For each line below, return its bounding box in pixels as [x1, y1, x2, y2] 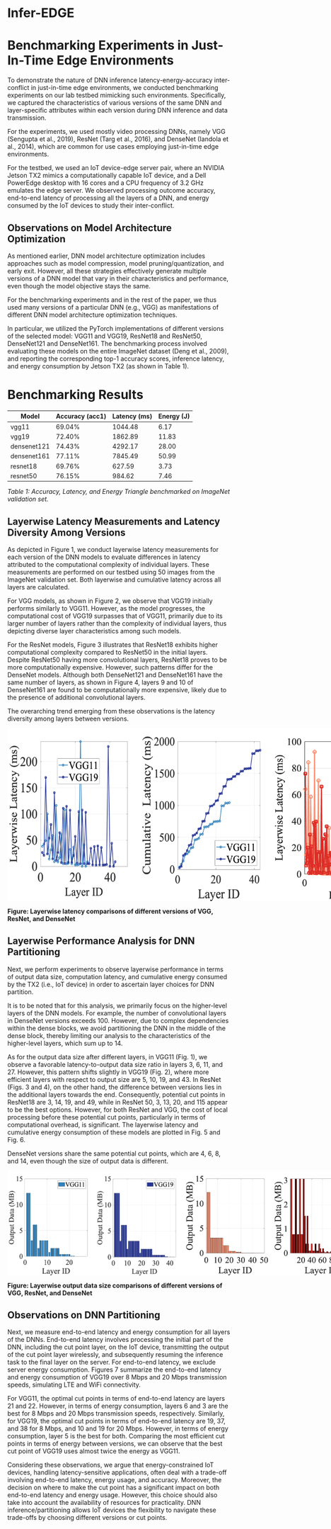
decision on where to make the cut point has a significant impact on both [7, 1483, 220, 1492]
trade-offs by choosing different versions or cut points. [7, 1513, 168, 1522]
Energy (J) [158, 412, 190, 421]
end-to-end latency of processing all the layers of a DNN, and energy [7, 193, 210, 203]
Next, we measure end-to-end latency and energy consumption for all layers [7, 1328, 231, 1336]
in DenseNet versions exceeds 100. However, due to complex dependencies [7, 1016, 229, 1025]
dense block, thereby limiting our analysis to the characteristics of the [7, 1031, 211, 1039]
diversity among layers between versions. [7, 714, 129, 723]
